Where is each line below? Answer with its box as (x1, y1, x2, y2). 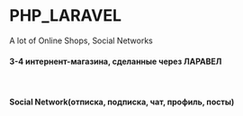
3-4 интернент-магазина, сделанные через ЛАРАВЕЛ (9, 56, 222, 67)
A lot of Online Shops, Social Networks (9, 35, 153, 46)
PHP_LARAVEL (9, 5, 122, 26)
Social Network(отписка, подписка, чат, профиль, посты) (9, 96, 235, 107)
